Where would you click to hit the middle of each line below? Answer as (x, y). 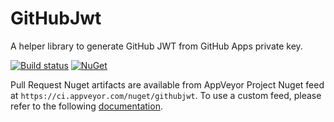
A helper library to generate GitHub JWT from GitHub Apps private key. (156, 46)
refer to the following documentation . (86, 106)
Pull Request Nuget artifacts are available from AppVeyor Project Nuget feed (167, 84)
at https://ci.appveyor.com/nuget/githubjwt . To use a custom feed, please (166, 95)
